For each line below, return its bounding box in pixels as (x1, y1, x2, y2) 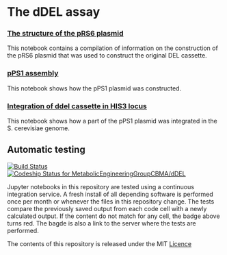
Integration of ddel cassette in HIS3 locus (7, 101, 147, 110)
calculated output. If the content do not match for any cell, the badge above (7, 212, 220, 220)
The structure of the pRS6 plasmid (7, 29, 124, 38)
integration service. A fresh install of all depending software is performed (7, 190, 213, 198)
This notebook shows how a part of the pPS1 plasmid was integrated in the (7, 117, 217, 125)
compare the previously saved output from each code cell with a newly (7, 204, 207, 212)
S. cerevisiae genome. (7, 124, 70, 132)
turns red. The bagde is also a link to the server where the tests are (7, 219, 196, 227)
